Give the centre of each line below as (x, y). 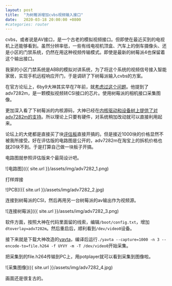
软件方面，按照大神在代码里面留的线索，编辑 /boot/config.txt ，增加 (78, 222)
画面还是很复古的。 (26, 278)
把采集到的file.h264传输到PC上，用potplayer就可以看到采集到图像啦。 (79, 257)
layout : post (19, 10)
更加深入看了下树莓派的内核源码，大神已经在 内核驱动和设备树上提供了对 (81, 111)
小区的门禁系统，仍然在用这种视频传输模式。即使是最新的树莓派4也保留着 (87, 52)
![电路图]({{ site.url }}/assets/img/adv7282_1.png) (57, 169)
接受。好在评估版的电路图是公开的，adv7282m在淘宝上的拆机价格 (88, 141)
